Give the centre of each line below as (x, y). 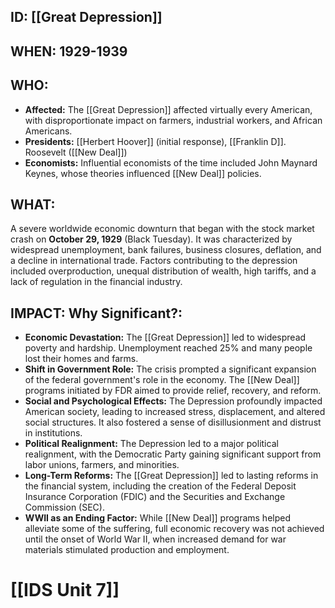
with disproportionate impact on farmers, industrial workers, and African (173, 120)
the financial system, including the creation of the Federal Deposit (160, 486)
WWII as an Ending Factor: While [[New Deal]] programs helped (158, 518)
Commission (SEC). (64, 507)
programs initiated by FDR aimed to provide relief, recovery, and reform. (173, 391)
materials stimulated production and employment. (127, 550)
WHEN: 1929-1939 (69, 51)
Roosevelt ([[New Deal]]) (76, 152)
